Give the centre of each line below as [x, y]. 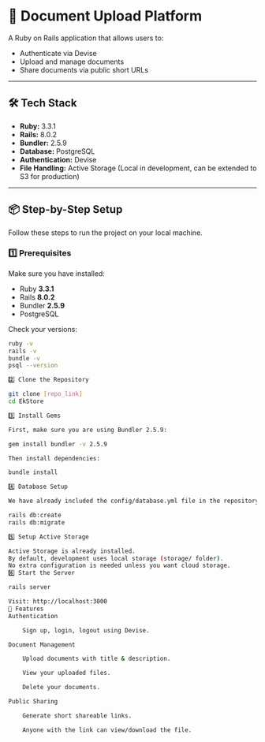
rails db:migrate [37, 522]
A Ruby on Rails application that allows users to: [86, 38]
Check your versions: [43, 329]
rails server [30, 587]
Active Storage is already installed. [72, 551]
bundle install [33, 472]
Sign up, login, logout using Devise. [86, 630]
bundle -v [24, 358]
